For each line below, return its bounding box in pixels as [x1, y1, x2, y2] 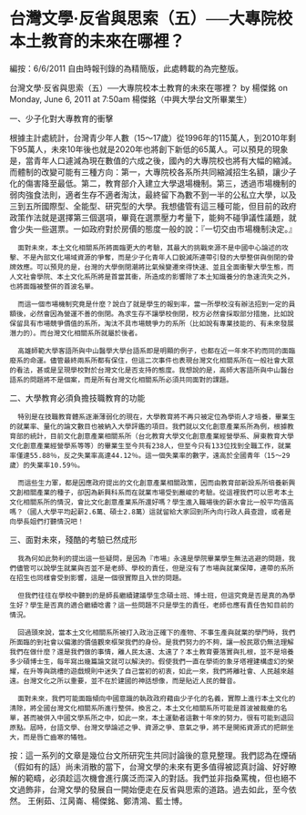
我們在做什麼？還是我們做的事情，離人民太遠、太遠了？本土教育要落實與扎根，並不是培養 [9, 647, 294, 657]
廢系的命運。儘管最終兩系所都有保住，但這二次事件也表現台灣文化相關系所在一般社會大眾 [9, 356, 294, 365]
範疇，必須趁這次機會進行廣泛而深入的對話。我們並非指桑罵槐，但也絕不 [25, 772, 297, 783]
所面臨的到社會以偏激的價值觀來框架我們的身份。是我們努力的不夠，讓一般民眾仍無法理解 [9, 637, 294, 647]
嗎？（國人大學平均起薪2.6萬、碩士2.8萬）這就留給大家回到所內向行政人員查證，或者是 [9, 507, 291, 516]
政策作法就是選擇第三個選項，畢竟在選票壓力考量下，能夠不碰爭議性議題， [9, 211, 289, 223]
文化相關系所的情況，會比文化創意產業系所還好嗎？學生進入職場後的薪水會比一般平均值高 [9, 497, 294, 506]
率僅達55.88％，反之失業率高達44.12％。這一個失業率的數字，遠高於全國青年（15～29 [9, 451, 291, 460]
